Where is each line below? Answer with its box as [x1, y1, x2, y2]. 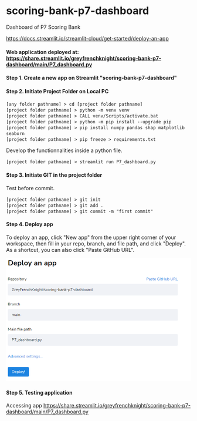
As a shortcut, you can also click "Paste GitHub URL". [6, 246, 135, 253]
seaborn [6, 131, 25, 137]
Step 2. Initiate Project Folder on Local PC [6, 87, 109, 95]
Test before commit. [6, 184, 55, 191]
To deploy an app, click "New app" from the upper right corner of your [6, 234, 176, 241]
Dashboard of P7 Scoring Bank [6, 23, 81, 31]
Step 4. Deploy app [6, 221, 54, 228]
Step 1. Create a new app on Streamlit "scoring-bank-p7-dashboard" [6, 75, 177, 82]
